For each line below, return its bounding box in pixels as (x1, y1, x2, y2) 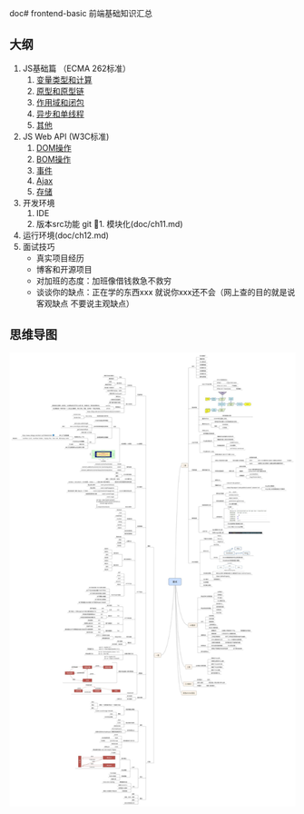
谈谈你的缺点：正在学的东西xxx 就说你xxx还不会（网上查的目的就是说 (35, 286, 296, 297)
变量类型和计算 (35, 74, 93, 84)
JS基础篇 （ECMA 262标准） (22, 63, 132, 74)
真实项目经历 (35, 253, 84, 263)
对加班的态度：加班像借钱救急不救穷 (35, 275, 172, 286)
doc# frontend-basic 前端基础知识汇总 (9, 8, 152, 18)
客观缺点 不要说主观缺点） (35, 298, 134, 309)
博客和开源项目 (35, 263, 93, 274)
